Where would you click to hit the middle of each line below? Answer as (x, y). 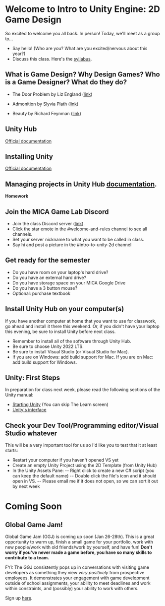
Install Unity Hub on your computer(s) (65, 309)
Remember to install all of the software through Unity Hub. (72, 341)
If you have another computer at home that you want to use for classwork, (81, 321)
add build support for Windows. (45, 362)
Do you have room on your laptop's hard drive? (60, 272)
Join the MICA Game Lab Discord (57, 212)
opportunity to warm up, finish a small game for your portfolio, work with (79, 542)
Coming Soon (33, 506)
